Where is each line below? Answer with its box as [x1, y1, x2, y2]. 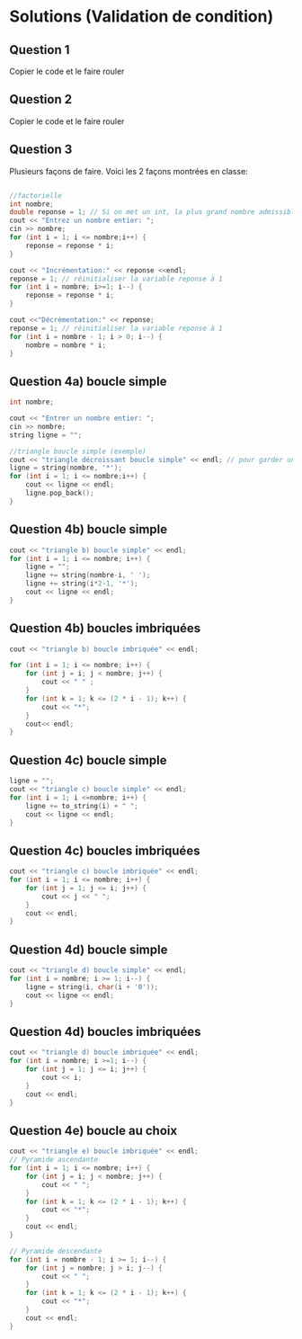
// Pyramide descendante [9, 1246, 102, 1255]
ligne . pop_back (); [25, 488, 94, 498]
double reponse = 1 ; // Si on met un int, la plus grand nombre [9, 208, 255, 217]
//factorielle [9, 191, 63, 200]
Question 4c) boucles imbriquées [9, 843, 200, 858]
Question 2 [9, 92, 73, 107]
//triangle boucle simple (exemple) [9, 447, 147, 456]
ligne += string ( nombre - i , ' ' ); [25, 571, 151, 580]
